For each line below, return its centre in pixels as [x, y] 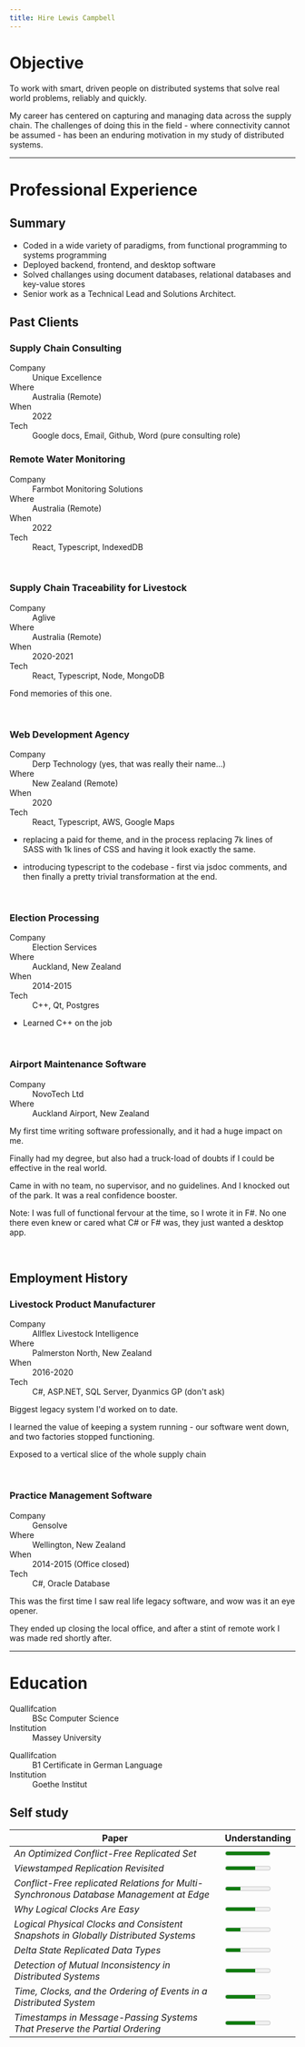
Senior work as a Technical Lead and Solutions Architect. [129, 293]
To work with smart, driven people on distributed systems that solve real [144, 88]
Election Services [64, 947]
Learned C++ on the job [67, 1023]
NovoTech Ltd [58, 1094]
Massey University [67, 1737]
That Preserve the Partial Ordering [88, 2029]
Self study [39, 1813]
